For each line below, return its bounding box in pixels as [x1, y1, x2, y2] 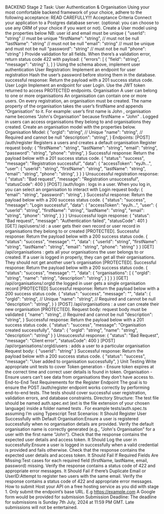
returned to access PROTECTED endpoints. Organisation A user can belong [5, 88, 158, 93]
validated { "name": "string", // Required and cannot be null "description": [5, 311, 153, 317]
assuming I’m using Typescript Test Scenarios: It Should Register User [5, 411, 147, 416]
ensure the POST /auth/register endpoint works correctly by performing [5, 385, 150, 390]
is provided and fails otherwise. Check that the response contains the [5, 447, 145, 453]
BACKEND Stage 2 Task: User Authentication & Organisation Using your [5, 4, 150, 10]
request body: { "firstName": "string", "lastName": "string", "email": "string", [5, 145, 158, 151]
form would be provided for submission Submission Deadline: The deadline [5, 494, 157, 500]
